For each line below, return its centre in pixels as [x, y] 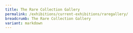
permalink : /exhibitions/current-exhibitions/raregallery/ [67, 14]
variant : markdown [24, 23]
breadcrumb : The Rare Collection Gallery [48, 18]
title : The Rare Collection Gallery [42, 9]
